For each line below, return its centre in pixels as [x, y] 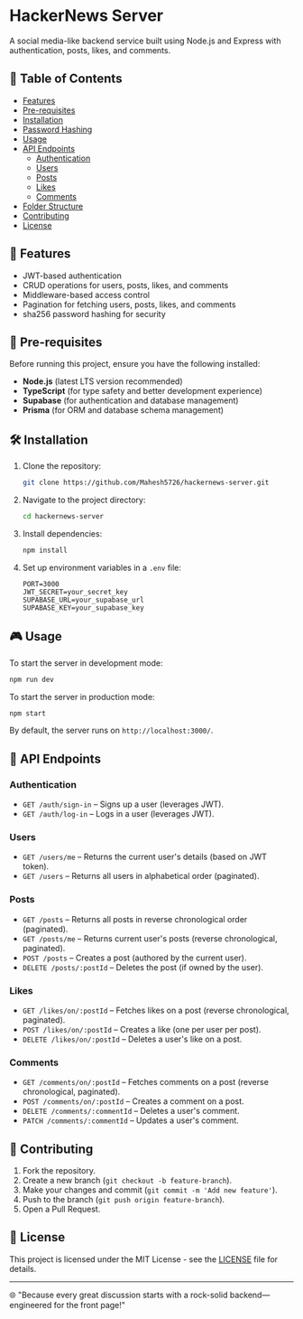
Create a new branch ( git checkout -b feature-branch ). [127, 1181]
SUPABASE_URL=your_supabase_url [83, 600]
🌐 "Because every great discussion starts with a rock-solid [119, 1295]
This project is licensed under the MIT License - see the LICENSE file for [143, 1259]
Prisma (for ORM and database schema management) [123, 410]
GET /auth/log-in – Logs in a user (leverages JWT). [118, 814]
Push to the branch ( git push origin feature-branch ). [124, 1200]
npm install [45, 550]
